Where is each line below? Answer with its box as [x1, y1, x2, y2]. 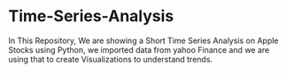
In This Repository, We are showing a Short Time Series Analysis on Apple [8, 35, 279, 46]
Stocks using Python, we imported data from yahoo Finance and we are [8, 44, 270, 55]
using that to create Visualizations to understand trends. [8, 54, 213, 64]
